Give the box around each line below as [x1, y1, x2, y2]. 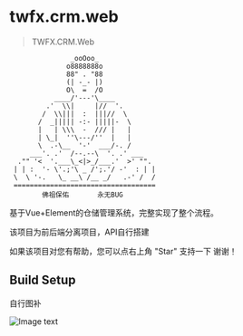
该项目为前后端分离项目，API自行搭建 [9, 226, 150, 237]
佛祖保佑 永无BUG [42, 190, 124, 199]
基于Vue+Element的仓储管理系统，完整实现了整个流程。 [9, 206, 219, 218]
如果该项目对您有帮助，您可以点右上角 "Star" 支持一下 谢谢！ [9, 245, 238, 256]
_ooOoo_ [70, 53, 100, 62]
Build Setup [9, 273, 76, 288]
